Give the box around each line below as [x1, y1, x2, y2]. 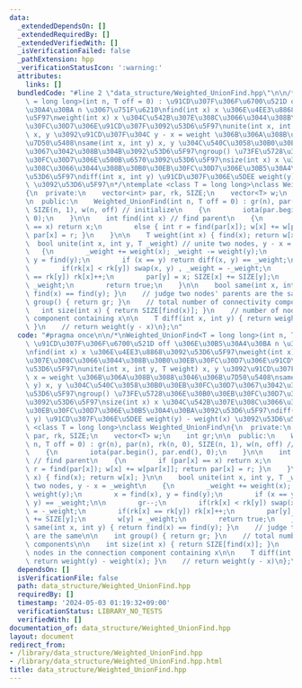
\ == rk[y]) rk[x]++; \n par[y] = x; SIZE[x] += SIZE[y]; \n [25, 273, 280, 281]
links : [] [25, 80, 63, 89]
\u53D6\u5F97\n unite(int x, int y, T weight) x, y [25, 364, 219, 373]
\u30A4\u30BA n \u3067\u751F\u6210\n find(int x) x [25, 105, 219, 114]
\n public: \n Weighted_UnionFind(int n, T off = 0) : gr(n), [25, 197, 276, 207]
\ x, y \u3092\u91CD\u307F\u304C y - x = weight [25, 130, 211, 139]
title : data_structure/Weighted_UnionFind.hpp [9, 666, 187, 675]
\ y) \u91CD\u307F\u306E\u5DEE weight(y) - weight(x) [25, 415, 231, 424]
